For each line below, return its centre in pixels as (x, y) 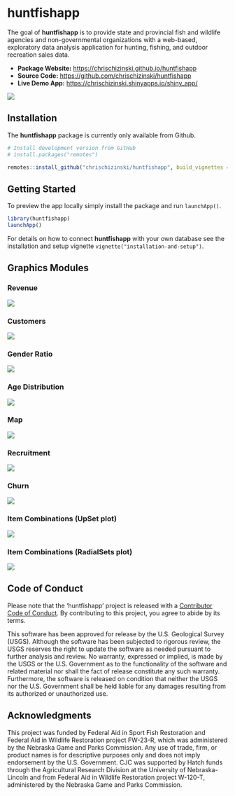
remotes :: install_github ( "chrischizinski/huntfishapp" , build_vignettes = (119, 167)
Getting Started (42, 189)
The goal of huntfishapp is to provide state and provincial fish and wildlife (114, 32)
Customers (27, 321)
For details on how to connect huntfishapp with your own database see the (116, 238)
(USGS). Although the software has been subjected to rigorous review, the (114, 641)
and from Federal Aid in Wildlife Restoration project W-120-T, (117, 777)
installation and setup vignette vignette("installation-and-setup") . (106, 246)
